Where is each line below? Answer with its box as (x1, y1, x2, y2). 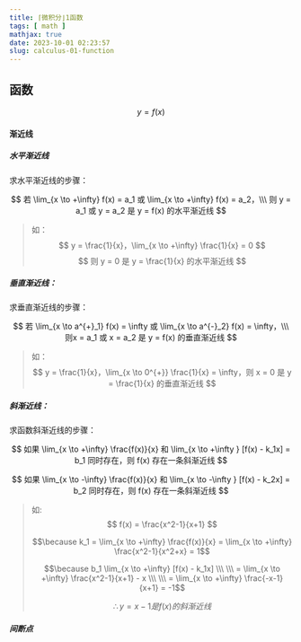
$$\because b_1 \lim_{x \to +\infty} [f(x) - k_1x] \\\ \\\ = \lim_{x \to (43, 563, 281, 575)
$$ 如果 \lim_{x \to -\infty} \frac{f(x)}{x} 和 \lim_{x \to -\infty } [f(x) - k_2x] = (12, 474, 290, 485)
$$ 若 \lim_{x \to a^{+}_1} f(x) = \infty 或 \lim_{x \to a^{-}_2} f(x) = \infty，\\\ (13, 321, 289, 332)
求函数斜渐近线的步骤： (9, 425, 96, 435)
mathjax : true (9, 30, 63, 39)
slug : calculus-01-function (9, 47, 115, 56)
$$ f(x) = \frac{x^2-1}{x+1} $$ (106, 519, 218, 530)
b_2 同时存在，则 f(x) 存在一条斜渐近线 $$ (73, 486, 229, 497)
